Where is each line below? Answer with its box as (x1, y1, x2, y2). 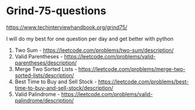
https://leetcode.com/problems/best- (98, 78, 189, 85)
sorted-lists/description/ (14, 72, 74, 79)
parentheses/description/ (14, 59, 77, 66)
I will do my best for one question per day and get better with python (6, 35, 174, 42)
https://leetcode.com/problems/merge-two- (78, 65, 186, 72)
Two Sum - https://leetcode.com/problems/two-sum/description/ (14, 46, 174, 54)
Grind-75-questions (6, 4, 107, 18)
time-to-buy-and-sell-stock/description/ (14, 84, 114, 91)
